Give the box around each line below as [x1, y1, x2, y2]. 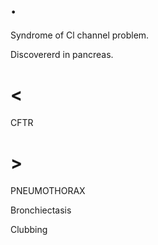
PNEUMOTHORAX [10, 184, 86, 196]
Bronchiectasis [10, 204, 72, 216]
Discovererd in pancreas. [10, 48, 114, 60]
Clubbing [10, 223, 48, 235]
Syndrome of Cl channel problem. [10, 29, 150, 41]
